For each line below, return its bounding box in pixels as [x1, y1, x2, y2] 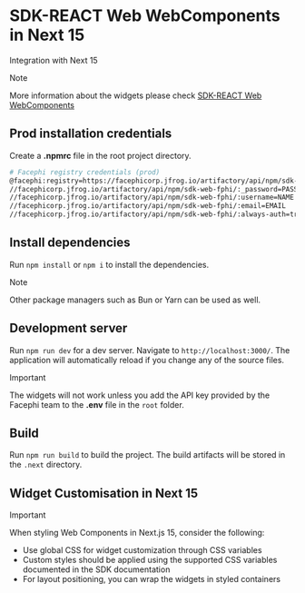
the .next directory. [9, 460, 83, 470]
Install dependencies [9, 235, 131, 251]
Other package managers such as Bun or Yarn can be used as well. [9, 294, 261, 305]
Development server [9, 321, 128, 336]
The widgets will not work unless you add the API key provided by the [9, 390, 271, 400]
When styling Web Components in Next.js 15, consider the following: [9, 528, 265, 539]
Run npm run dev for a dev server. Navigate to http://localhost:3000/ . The [9, 344, 290, 355]
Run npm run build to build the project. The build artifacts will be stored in [9, 450, 286, 460]
